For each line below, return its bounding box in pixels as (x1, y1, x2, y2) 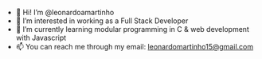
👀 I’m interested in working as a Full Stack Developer (15, 16, 189, 26)
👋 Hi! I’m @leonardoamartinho (15, 8, 115, 17)
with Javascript (15, 33, 67, 42)
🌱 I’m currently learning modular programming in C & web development (15, 25, 249, 33)
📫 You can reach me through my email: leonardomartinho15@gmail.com (15, 42, 253, 51)
